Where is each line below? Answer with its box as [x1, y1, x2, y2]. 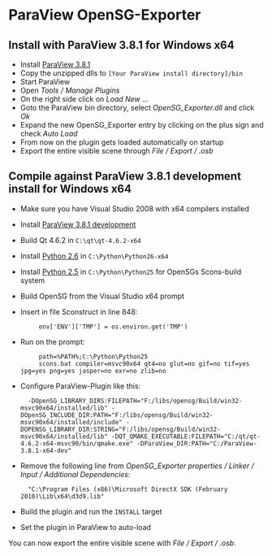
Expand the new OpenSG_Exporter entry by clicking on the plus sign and [19, 120, 264, 129]
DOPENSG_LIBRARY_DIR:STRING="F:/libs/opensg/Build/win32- [19, 425, 221, 433]
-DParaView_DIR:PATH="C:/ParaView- [136, 439, 257, 448]
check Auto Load [19, 128, 79, 138]
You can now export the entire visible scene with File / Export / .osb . [8, 538, 237, 548]
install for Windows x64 [8, 182, 132, 196]
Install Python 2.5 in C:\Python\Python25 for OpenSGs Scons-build [19, 267, 242, 276]
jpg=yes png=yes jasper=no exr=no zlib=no [19, 367, 166, 375]
